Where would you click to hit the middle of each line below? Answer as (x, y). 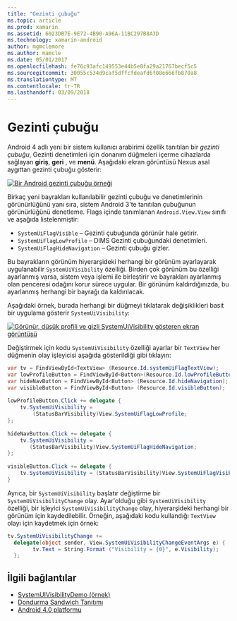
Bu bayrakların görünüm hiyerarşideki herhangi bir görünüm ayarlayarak (112, 262)
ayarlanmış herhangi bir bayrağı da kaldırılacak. (76, 292)
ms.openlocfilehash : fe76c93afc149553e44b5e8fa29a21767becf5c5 (102, 66)
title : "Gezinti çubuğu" (44, 14)
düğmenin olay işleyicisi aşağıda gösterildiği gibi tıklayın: (89, 355)
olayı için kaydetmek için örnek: (53, 523)
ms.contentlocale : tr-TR (44, 86)
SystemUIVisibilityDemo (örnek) (64, 595)
